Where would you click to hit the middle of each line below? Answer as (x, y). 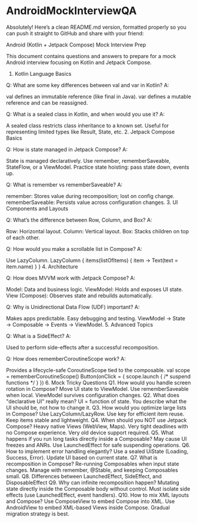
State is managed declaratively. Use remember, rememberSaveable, (89, 160)
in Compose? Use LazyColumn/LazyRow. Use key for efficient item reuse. (95, 414)
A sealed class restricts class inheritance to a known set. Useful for (88, 125)
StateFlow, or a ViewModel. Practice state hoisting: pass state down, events (98, 167)
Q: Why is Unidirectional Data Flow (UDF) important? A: (73, 307)
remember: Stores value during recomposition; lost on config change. (90, 196)
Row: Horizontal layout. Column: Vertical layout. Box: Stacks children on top (98, 231)
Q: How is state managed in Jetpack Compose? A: (67, 149)
